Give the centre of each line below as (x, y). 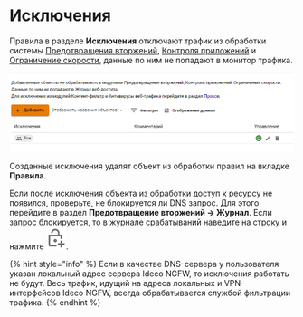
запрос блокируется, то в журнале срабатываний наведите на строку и (148, 222)
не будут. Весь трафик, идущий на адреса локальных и (116, 283)
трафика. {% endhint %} (55, 303)
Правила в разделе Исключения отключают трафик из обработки (138, 41)
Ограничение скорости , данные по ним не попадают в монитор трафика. (151, 60)
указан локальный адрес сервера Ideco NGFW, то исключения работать (149, 274)
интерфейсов (35, 293)
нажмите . (39, 246)
